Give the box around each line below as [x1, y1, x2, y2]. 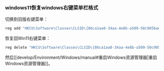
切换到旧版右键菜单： [5, 16, 48, 22]
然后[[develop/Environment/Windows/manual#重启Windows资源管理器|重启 [5, 54, 158, 60]
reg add [5, 26, 21, 31]
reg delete [5, 45, 27, 50]
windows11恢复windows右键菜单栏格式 [5, 4, 99, 11]
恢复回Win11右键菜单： [5, 35, 51, 41]
